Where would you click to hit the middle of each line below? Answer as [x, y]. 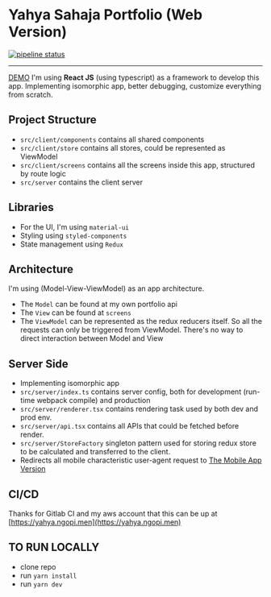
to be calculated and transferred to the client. [95, 452]
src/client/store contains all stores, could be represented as [123, 147]
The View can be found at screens [75, 313]
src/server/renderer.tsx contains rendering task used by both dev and [139, 409]
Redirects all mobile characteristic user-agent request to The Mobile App [141, 460]
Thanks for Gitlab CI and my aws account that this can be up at [113, 514]
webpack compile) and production [94, 400]
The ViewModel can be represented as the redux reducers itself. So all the [141, 321]
